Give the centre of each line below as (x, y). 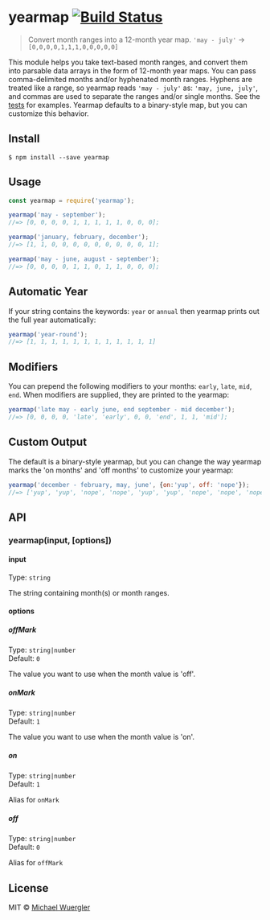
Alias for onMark (34, 800)
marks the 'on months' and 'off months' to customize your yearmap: (121, 470)
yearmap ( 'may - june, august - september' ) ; (84, 259)
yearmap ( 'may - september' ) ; (57, 215)
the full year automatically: (52, 320)
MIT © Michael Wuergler (49, 908)
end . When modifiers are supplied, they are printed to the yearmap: (119, 395)
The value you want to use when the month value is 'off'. (102, 674)
